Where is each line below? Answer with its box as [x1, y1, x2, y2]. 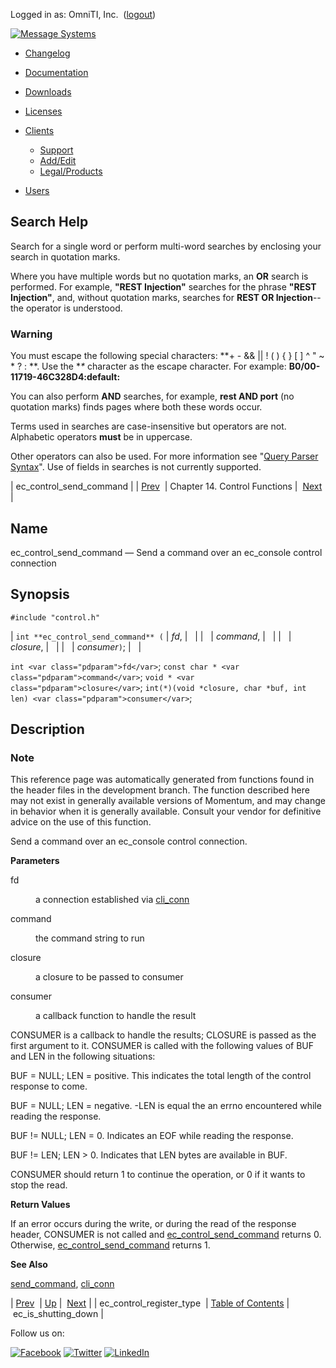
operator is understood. [25, 302, 123, 314]
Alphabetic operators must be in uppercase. [10, 431, 193, 443]
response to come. [10, 1080, 88, 1093]
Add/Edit [39, 155, 77, 166]
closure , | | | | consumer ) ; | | [10, 640, 142, 653]
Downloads [24, 86, 72, 98]
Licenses [24, 105, 63, 117]
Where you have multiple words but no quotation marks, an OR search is [10, 270, 309, 282]
